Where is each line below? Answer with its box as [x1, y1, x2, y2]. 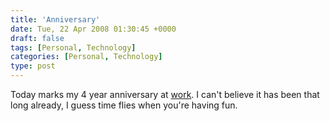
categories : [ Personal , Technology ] [10, 52, 163, 62]
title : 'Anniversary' [10, 14, 101, 25]
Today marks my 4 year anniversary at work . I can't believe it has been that [10, 89, 320, 100]
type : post [10, 61, 56, 71]
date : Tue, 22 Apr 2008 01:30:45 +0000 [10, 24, 177, 34]
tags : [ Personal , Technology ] [10, 42, 137, 53]
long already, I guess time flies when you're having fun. [10, 99, 238, 111]
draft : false [10, 33, 65, 43]
